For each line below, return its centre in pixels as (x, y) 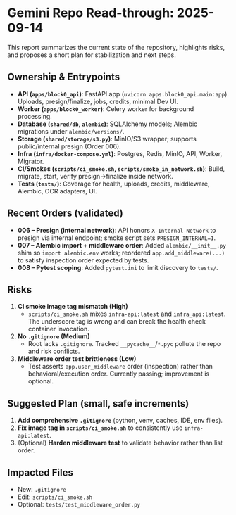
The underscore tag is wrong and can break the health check (117, 322)
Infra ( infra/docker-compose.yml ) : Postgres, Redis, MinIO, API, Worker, (120, 153)
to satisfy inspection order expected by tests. (83, 260)
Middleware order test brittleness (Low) (77, 359)
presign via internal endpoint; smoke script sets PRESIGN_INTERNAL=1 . (117, 238)
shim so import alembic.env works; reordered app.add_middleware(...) (121, 253)
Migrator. (31, 161)
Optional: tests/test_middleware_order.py (79, 504)
